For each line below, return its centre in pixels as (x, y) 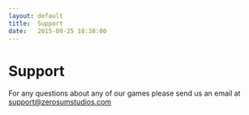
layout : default (36, 16)
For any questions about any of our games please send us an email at (124, 93)
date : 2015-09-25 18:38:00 (58, 31)
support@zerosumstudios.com (60, 102)
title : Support (36, 23)
